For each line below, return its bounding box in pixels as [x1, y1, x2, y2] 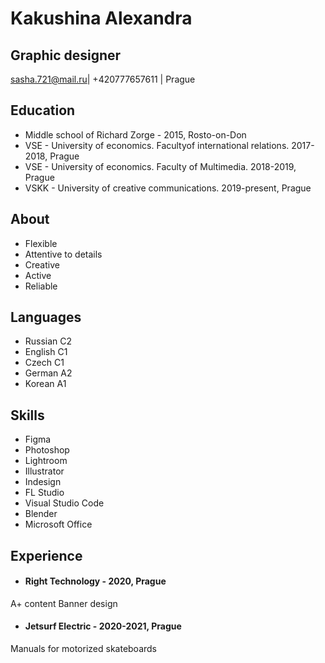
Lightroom [24, 455, 68, 467]
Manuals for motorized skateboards [10, 643, 158, 655]
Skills [10, 407, 45, 424]
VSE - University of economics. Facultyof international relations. [24, 139, 290, 151]
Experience [10, 547, 83, 564]
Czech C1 [24, 357, 65, 369]
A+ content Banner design [10, 597, 118, 609]
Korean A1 [24, 378, 67, 390]
